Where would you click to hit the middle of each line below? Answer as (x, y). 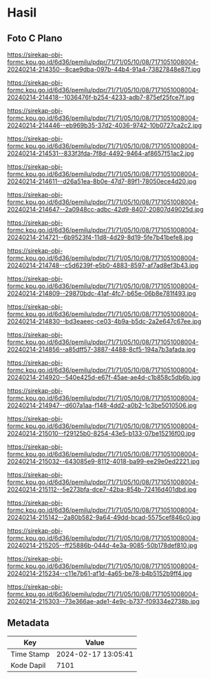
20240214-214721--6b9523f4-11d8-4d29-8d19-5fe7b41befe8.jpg (100, 237)
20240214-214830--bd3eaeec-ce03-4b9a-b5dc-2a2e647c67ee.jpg (104, 321)
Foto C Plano (35, 38)
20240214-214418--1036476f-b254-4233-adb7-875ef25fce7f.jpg (101, 97)
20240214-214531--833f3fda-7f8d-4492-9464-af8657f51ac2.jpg (101, 153)
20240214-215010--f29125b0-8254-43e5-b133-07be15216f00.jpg (101, 433)
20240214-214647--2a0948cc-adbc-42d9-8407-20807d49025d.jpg (105, 209)
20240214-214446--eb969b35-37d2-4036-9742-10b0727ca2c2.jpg (104, 125)
